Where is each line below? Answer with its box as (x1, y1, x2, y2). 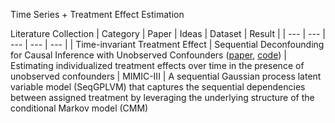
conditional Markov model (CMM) (10, 102, 149, 114)
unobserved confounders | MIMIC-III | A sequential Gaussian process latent (10, 70, 322, 82)
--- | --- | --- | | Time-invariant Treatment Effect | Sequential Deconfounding (10, 39, 325, 50)
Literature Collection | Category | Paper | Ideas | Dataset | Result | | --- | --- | (10, 28, 326, 39)
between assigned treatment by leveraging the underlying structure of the (10, 92, 315, 103)
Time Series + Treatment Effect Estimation (10, 9, 185, 20)
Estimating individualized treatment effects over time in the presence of (10, 60, 305, 71)
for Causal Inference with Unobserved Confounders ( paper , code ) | (10, 49, 287, 61)
